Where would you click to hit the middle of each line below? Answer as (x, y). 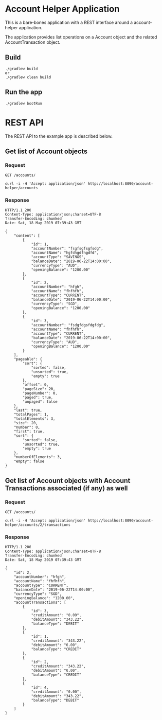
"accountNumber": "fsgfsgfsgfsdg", (67, 249)
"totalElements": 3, (35, 419)
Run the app (24, 92)
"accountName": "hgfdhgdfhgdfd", (65, 253)
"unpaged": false (40, 402)
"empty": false (29, 461)
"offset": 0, (36, 385)
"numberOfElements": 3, (38, 457)
